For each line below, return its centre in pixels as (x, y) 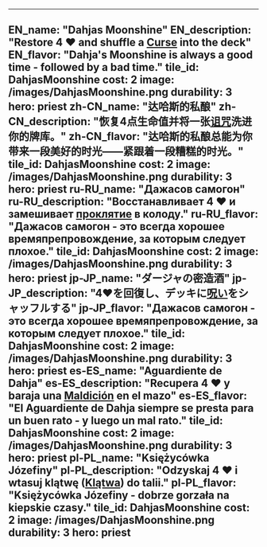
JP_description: (48, 293)
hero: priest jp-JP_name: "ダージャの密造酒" (119, 278)
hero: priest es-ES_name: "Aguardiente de (115, 371)
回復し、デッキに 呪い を (180, 293)
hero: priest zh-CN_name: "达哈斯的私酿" (112, 107)
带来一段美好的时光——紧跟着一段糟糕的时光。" (126, 152)
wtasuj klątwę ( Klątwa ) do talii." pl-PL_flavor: (122, 483)
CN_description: (50, 121)
